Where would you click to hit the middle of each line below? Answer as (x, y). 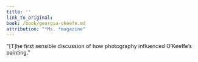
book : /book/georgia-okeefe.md (46, 23)
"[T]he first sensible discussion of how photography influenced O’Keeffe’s (99, 46)
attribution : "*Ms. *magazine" (46, 29)
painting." (18, 53)
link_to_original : (30, 18)
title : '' (19, 12)
